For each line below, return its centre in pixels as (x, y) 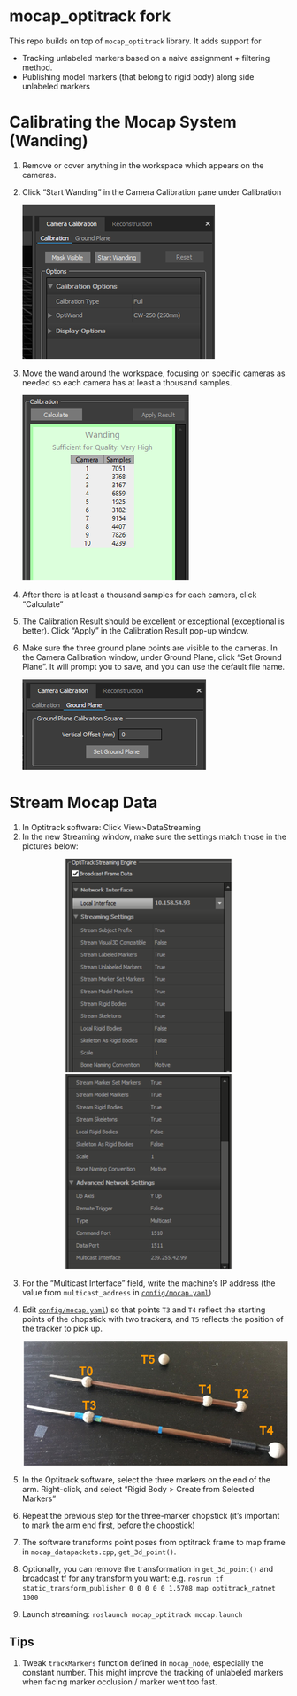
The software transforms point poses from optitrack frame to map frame (153, 1542)
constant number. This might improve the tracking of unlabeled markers (152, 1673)
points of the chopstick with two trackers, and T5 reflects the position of (153, 1319)
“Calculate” (42, 603)
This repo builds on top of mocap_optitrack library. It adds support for (136, 41)
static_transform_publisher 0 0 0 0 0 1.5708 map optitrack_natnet (148, 1588)
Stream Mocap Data (84, 803)
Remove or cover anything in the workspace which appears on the (143, 165)
